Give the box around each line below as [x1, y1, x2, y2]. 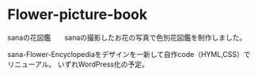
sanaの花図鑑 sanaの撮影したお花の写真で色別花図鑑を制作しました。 [7, 32, 247, 42]
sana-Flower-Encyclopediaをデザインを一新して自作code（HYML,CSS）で [7, 49, 251, 59]
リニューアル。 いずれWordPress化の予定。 [7, 59, 150, 69]
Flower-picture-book [7, 6, 148, 24]
